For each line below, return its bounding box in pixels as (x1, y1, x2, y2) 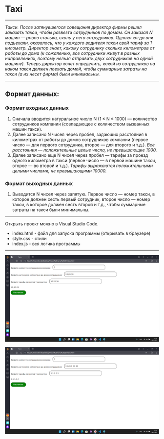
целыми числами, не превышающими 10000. (12, 168, 107, 173)
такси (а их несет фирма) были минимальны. (5, 71, 100, 77)
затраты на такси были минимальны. (12, 207, 90, 213)
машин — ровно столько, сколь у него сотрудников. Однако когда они (5, 34, 154, 40)
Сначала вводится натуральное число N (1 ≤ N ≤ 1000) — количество (12, 116, 158, 122)
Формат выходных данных (5, 180, 73, 187)
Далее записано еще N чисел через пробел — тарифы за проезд (12, 152, 148, 158)
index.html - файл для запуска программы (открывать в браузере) (12, 230, 150, 236)
